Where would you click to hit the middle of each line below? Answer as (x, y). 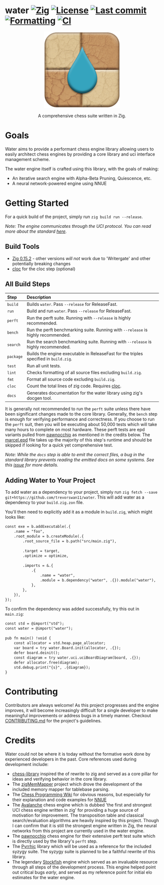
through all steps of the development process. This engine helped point (84, 867)
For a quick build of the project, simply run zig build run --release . (74, 217)
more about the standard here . (36, 231)
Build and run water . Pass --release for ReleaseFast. (79, 311)
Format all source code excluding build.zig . (71, 379)
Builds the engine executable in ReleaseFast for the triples (85, 354)
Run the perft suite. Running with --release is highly (79, 318)
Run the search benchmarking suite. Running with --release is (89, 342)
